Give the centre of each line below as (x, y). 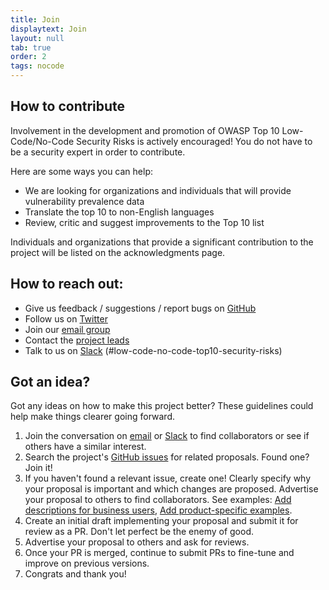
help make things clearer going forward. (93, 417)
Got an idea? (50, 382)
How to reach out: (67, 284)
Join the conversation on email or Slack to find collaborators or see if (167, 436)
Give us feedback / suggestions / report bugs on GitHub (140, 308)
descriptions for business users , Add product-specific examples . (158, 510)
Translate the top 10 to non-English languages (119, 212)
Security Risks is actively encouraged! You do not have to (194, 141)
